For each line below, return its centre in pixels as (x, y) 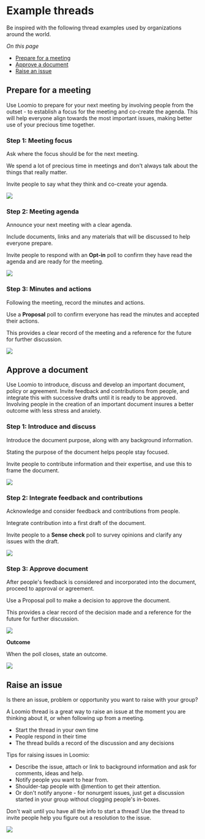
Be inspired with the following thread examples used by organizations (94, 28)
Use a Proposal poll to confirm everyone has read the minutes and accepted (103, 314)
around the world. (29, 34)
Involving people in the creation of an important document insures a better (100, 404)
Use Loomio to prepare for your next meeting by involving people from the (100, 105)
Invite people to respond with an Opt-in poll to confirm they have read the (99, 255)
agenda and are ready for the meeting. (55, 262)
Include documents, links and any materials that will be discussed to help (99, 237)
